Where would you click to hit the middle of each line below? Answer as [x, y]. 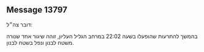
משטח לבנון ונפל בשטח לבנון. [40, 42]
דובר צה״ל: [19, 24]
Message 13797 [37, 10]
